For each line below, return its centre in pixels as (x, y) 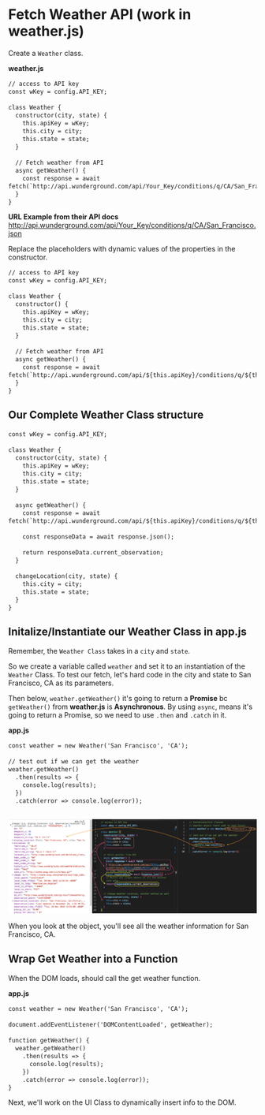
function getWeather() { (49, 1040)
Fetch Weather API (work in (100, 15)
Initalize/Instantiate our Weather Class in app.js (127, 632)
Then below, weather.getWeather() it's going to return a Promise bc (118, 698)
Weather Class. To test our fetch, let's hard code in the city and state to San (130, 674)
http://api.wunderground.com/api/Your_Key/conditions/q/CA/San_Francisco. (132, 225)
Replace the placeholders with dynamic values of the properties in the (122, 248)
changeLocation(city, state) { (67, 576)
